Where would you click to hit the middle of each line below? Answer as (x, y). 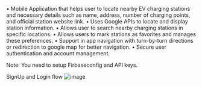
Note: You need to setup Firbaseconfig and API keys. (72, 65)
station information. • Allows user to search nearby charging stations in (95, 28)
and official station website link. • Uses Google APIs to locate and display (97, 21)
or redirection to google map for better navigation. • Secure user (87, 47)
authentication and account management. (58, 53)
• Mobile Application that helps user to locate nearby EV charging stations (98, 9)
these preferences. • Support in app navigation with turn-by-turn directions (100, 41)
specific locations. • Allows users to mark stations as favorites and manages (101, 34)
